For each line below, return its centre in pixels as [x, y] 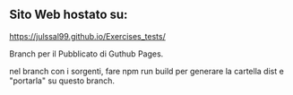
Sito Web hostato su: [69, 15]
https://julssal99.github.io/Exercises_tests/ [87, 36]
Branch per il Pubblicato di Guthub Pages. [86, 54]
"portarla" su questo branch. [62, 81]
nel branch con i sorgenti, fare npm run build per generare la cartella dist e [146, 71]
